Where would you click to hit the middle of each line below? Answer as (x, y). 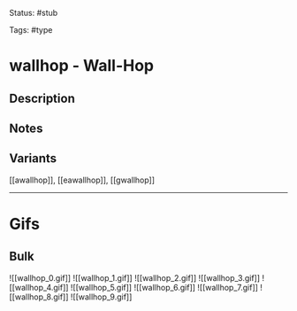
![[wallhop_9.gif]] (101, 297)
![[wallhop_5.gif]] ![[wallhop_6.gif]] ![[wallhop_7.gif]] (164, 287)
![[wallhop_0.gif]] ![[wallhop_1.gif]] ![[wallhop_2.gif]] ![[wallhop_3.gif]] (135, 277)
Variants (33, 159)
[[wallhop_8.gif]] (39, 297)
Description (42, 98)
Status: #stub (34, 13)
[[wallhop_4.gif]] (39, 287)
